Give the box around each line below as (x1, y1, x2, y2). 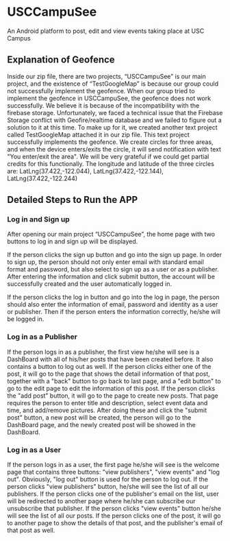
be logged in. (7, 315, 44, 323)
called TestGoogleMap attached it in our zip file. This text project (7, 130, 190, 139)
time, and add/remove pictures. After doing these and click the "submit (7, 406, 207, 414)
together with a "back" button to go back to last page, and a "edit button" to (7, 376, 221, 385)
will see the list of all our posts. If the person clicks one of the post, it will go (7, 512, 221, 520)
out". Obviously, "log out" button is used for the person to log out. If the (7, 475, 209, 483)
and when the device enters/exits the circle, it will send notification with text (7, 145, 221, 153)
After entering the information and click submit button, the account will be (7, 272, 216, 281)
